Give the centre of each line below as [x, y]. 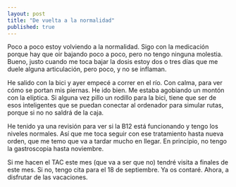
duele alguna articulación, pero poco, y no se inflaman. [87, 69]
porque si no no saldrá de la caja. [56, 112]
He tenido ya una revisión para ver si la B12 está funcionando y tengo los [113, 127]
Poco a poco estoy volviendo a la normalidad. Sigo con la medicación [108, 47]
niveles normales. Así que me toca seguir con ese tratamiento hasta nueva [116, 134]
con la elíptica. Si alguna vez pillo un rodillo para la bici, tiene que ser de [112, 98]
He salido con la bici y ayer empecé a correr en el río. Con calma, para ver [115, 83]
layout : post [26, 14]
